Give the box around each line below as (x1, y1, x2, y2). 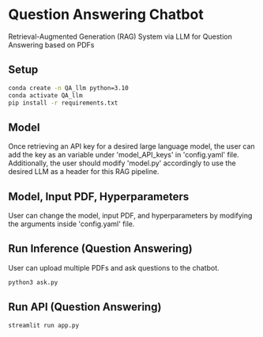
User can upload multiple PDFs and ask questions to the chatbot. (8, 263, 220, 272)
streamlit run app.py (8, 321, 80, 329)
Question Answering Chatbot (8, 6, 204, 24)
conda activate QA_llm (8, 91, 83, 100)
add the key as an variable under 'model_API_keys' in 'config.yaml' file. (8, 150, 239, 160)
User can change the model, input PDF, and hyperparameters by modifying (8, 211, 253, 220)
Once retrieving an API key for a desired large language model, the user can (8, 142, 255, 151)
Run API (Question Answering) (8, 301, 162, 314)
